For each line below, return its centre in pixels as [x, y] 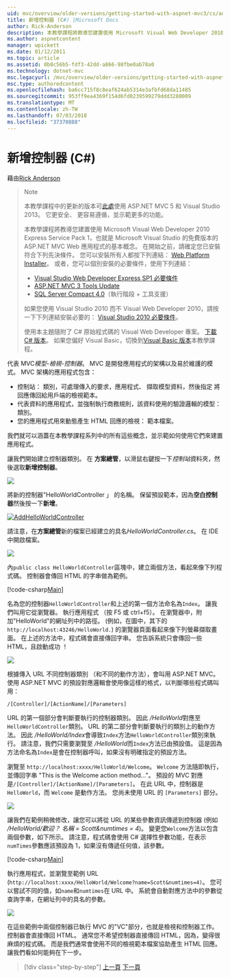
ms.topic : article [33, 58]
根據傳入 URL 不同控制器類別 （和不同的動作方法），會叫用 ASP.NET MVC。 [113, 674]
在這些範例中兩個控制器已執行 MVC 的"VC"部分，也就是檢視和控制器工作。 [113, 927]
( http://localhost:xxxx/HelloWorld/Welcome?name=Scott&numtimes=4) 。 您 [112, 882]
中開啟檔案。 [25, 540]
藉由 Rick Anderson [34, 178]
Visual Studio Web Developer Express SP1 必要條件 [106, 278]
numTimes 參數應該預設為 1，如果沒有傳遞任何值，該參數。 [87, 846]
